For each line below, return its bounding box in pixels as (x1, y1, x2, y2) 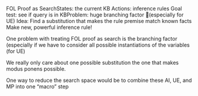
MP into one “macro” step (6, 83, 69, 90)
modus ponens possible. (6, 65, 66, 72)
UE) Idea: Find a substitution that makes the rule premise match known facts (6, 18, 192, 24)
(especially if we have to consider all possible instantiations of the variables (6, 41, 190, 48)
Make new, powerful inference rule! (6, 24, 93, 31)
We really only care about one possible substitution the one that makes (6, 59, 179, 66)
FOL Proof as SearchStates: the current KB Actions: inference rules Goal (6, 5, 182, 12)
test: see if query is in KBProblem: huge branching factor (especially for (6, 11, 184, 18)
